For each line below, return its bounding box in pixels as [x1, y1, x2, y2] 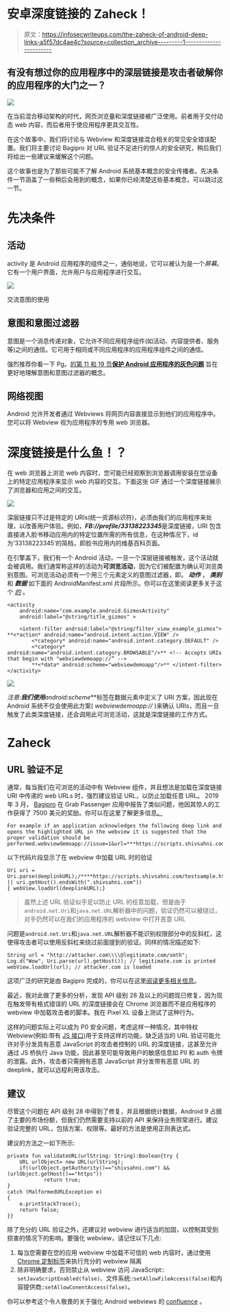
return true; [43, 1176, 81, 1184]
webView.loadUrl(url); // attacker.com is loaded [7, 964, 152, 971]
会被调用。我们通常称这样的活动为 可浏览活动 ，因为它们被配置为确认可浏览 [7, 562, 217, 571]
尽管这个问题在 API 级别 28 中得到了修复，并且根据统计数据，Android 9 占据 [7, 1107, 222, 1115]
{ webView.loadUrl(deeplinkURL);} [7, 885, 106, 892]
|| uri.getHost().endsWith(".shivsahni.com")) [7, 879, 142, 886]
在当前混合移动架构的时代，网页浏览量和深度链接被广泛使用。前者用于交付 [7, 112, 217, 120]
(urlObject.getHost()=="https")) [7, 1171, 103, 1178]
